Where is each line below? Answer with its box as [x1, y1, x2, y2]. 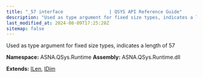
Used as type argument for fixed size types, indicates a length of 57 [6, 42, 175, 49]
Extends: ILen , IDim [6, 65, 56, 73]
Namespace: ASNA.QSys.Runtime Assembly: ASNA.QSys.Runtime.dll [6, 53, 181, 61]
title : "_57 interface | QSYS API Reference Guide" [6, 8, 182, 15]
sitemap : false [6, 25, 45, 32]
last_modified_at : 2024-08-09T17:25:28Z [6, 20, 110, 26]
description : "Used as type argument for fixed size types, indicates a [6, 14, 193, 20]
